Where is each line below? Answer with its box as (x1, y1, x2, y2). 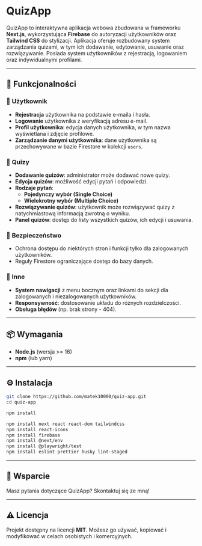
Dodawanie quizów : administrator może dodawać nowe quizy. (14, 171, 170, 179)
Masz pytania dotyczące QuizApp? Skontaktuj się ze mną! (6, 487, 150, 494)
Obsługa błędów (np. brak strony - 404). (14, 305, 117, 313)
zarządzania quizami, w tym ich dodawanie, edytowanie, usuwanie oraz (6, 43, 185, 51)
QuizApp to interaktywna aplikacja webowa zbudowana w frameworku (6, 24, 181, 31)
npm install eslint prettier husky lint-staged (6, 449, 128, 455)
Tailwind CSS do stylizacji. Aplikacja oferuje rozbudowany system (6, 37, 170, 44)
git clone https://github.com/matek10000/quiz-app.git (6, 394, 147, 400)
